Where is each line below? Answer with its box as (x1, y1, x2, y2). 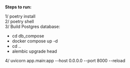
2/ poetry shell (5, 19, 34, 24)
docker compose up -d (12, 38, 58, 44)
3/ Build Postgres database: (5, 24, 60, 29)
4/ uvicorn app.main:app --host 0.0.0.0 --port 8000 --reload (5, 58, 126, 63)
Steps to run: (5, 4, 32, 10)
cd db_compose (12, 33, 44, 39)
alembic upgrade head (12, 48, 57, 54)
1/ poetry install (5, 14, 36, 19)
